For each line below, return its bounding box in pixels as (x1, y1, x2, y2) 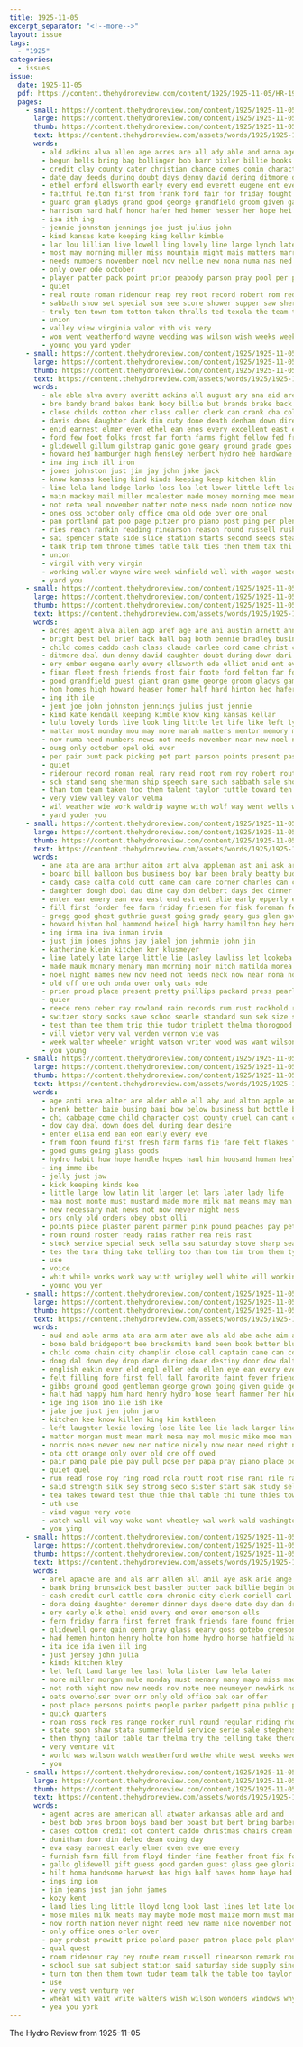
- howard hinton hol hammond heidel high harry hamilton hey (41, 920, 277, 929)
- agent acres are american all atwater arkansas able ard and (41, 1810, 284, 1819)
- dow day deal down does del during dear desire (41, 1121, 232, 1131)
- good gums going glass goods (41, 1147, 160, 1156)
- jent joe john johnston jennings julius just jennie (41, 702, 252, 711)
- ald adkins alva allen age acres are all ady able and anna (41, 147, 280, 156)
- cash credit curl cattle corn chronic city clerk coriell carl (41, 1591, 293, 1601)
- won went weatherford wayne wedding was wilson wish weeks (41, 332, 277, 341)
